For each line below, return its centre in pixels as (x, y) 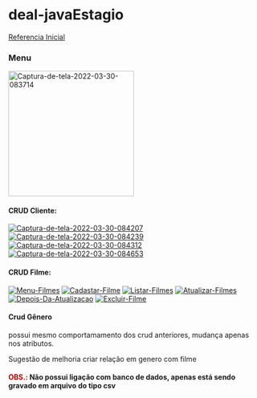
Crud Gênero (30, 317)
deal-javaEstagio (66, 15)
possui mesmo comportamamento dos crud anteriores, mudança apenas (129, 335)
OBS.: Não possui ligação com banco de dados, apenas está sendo (122, 377)
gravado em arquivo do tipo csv (62, 386)
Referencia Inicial (37, 37)
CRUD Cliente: (33, 210)
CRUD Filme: (30, 272)
